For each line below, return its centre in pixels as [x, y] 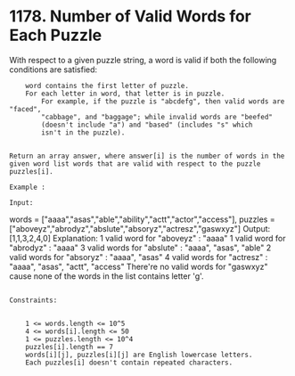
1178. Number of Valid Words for [131, 16]
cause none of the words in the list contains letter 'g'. [107, 276]
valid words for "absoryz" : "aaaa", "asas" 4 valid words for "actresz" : [139, 257]
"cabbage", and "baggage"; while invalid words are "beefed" [157, 117]
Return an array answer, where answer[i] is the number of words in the [147, 156]
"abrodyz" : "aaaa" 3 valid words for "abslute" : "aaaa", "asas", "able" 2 [140, 248]
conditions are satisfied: [53, 69]
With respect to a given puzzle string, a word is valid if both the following [143, 60]
